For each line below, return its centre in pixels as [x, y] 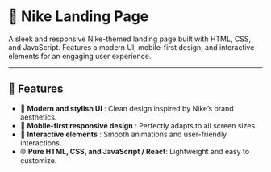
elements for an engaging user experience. [80, 56]
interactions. [41, 143]
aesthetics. [38, 117]
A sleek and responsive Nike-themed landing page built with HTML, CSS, [130, 39]
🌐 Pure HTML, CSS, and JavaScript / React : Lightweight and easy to [135, 151]
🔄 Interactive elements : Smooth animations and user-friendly [123, 134]
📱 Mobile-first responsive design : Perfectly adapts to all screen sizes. [138, 125]
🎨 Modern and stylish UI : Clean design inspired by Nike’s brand [127, 108]
